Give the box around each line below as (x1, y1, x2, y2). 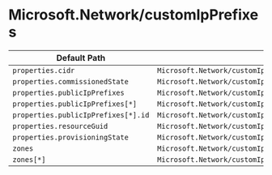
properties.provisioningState (12, 132, 130, 142)
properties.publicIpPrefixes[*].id (12, 110, 150, 119)
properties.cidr (12, 66, 75, 75)
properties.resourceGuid (12, 122, 108, 130)
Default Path (56, 52, 106, 63)
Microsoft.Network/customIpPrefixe (8, 6, 259, 24)
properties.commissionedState (12, 77, 130, 86)
